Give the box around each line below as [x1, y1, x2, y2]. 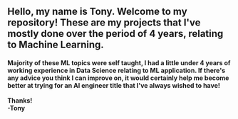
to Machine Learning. [7, 39, 105, 51]
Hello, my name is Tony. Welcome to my [7, 6, 187, 18]
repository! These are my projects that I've [7, 17, 201, 29]
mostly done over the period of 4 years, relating [7, 28, 224, 40]
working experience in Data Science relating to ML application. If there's [7, 66, 226, 74]
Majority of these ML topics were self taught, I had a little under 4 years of [7, 58, 231, 67]
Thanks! [7, 96, 33, 105]
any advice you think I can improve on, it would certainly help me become [7, 74, 229, 82]
